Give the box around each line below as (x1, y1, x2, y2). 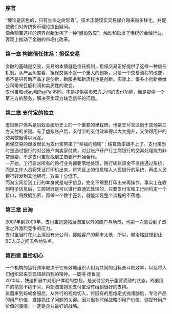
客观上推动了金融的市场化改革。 (5, 36, 73, 43)
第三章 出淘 (5, 206, 33, 213)
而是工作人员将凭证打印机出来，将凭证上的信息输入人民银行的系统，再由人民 (5, 166, 167, 173)
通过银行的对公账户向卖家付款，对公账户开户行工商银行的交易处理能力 (14, 147, 162, 153)
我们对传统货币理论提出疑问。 (9, 24, 73, 30)
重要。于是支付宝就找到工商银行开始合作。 (9, 154, 100, 160)
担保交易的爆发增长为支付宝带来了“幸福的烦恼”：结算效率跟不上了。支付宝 (5, 141, 162, 147)
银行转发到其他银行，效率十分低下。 (5, 173, 82, 179)
